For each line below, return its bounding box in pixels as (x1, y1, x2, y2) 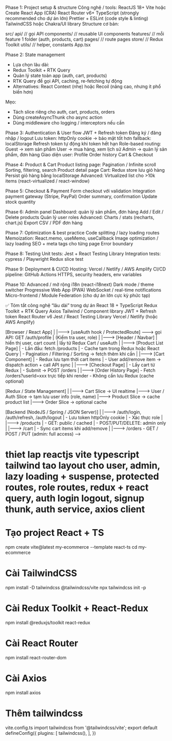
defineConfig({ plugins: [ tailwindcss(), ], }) (5, 730, 96, 736)
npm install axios (5, 689, 41, 696)
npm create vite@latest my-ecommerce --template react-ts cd (5, 544, 138, 550)
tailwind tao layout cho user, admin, (5, 460, 160, 472)
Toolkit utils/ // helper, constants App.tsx (5, 42, 91, 48)
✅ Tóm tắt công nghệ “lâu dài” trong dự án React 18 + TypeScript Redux (5, 302, 158, 308)
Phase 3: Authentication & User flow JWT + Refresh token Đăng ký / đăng (5, 130, 162, 136)
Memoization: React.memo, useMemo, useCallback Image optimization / (5, 235, 159, 241)
